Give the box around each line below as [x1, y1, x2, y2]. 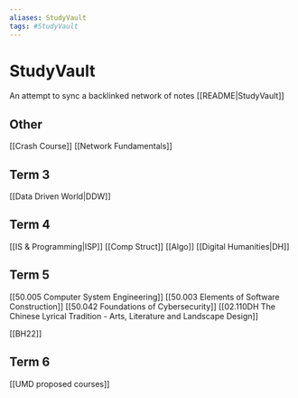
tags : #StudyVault [9, 22, 79, 31]
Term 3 [9, 166, 51, 182]
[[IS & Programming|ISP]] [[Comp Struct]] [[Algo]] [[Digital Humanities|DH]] [9, 241, 290, 251]
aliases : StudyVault [9, 13, 88, 23]
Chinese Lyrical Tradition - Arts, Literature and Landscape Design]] [9, 310, 259, 321]
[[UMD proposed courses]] [9, 378, 110, 389]
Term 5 [9, 268, 50, 283]
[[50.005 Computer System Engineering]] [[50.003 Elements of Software [9, 291, 280, 302]
